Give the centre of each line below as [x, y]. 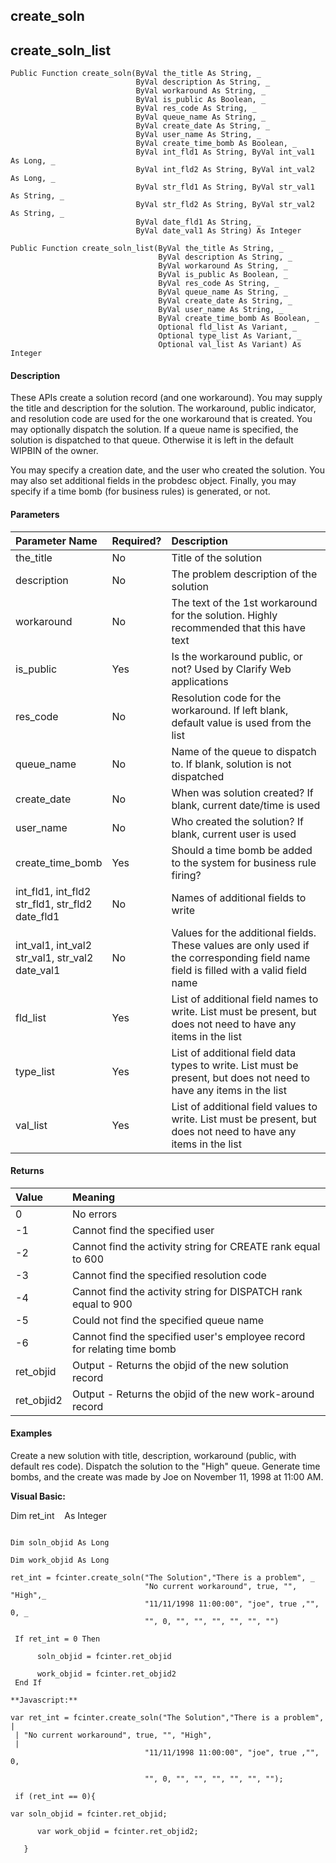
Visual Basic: [38, 1496]
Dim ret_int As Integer [58, 1516]
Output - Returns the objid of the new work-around [193, 1394]
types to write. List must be [235, 1065]
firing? [186, 875]
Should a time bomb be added [242, 850]
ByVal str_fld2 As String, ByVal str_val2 [225, 205]
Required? [136, 541]
